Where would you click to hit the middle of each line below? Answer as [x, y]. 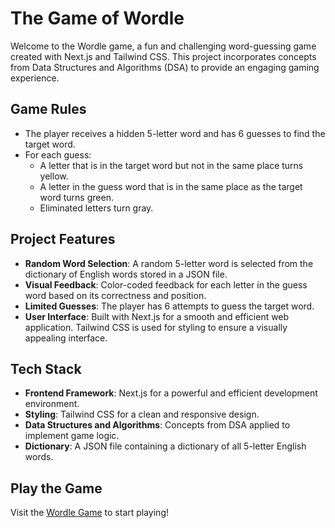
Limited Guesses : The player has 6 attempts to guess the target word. [169, 306]
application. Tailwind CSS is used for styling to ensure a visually [156, 327]
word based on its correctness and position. [115, 295]
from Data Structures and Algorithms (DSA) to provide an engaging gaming [165, 67]
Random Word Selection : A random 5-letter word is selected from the [169, 263]
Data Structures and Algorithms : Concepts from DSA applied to [157, 425]
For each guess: [58, 154]
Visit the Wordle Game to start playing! [90, 513]
